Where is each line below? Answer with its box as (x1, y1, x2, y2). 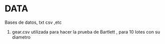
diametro (11, 34, 31, 40)
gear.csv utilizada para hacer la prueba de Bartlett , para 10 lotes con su (11, 29, 160, 35)
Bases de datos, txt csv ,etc (4, 19, 62, 25)
